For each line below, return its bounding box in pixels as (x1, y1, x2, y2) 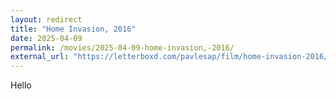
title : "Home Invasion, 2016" (10, 24, 137, 34)
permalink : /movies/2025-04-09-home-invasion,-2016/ (10, 42, 235, 53)
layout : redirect (10, 14, 83, 25)
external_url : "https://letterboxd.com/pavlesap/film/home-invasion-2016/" (10, 52, 333, 62)
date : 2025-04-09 (10, 33, 83, 43)
